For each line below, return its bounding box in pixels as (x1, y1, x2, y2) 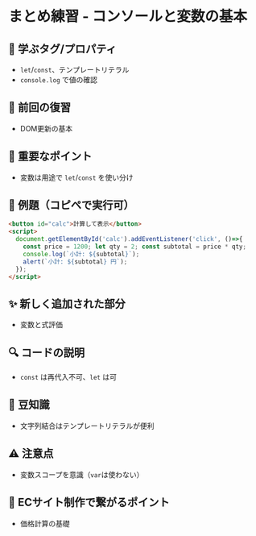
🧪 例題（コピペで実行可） (8, 198, 134, 212)
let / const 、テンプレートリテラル (19, 65, 130, 74)
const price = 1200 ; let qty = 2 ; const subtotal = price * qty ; (23, 243, 247, 251)
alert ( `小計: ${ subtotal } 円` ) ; (23, 257, 128, 266)
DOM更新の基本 (19, 123, 73, 133)
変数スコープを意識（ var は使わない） (19, 469, 144, 480)
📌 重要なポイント (8, 150, 93, 164)
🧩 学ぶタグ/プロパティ (8, 42, 117, 56)
